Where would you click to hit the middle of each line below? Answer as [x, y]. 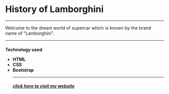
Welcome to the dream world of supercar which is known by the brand [78, 28]
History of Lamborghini [55, 9]
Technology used [24, 49]
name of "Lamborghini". [30, 33]
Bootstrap [23, 70]
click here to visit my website [44, 86]
